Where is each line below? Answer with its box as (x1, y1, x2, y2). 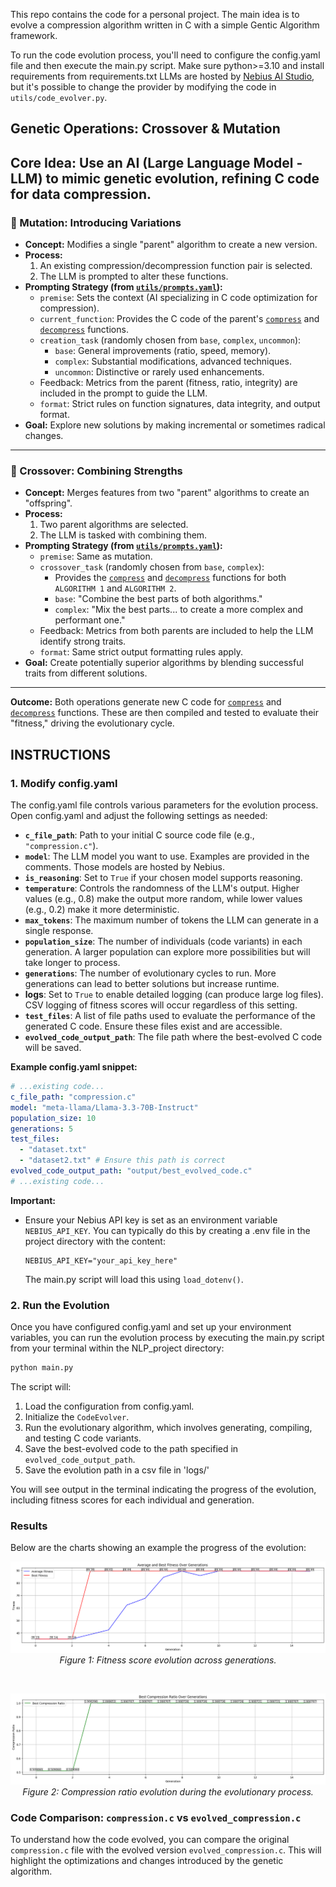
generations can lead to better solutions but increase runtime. (24, 978, 280, 990)
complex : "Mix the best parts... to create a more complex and (54, 604, 304, 616)
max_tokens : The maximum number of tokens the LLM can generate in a (24, 914, 319, 926)
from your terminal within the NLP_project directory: (10, 1342, 225, 1354)
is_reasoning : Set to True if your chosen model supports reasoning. (24, 872, 303, 884)
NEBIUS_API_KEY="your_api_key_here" (24, 1255, 178, 1266)
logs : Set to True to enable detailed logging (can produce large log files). (24, 989, 324, 1001)
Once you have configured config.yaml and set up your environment (10, 1321, 292, 1333)
